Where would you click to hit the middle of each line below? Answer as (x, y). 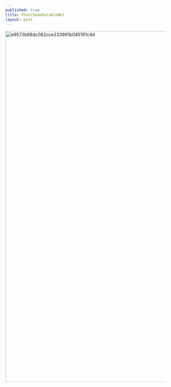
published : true (22, 10)
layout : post (19, 19)
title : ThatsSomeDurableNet (35, 15)
